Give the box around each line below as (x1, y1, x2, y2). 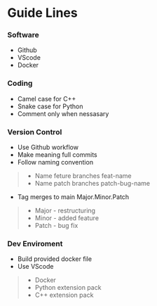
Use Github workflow (17, 143, 79, 152)
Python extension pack (34, 283, 102, 292)
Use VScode (17, 262, 54, 271)
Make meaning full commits (17, 151, 97, 159)
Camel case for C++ (17, 94, 76, 103)
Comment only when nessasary (17, 109, 109, 117)
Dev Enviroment (7, 239, 63, 248)
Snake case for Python (17, 102, 83, 110)
